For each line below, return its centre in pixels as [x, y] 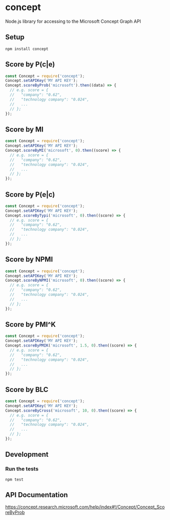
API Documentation [37, 495]
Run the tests [22, 469]
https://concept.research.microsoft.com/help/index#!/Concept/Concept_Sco [85, 507]
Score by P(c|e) [30, 64]
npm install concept [27, 49]
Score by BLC [27, 389]
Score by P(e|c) [30, 194]
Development [27, 454]
